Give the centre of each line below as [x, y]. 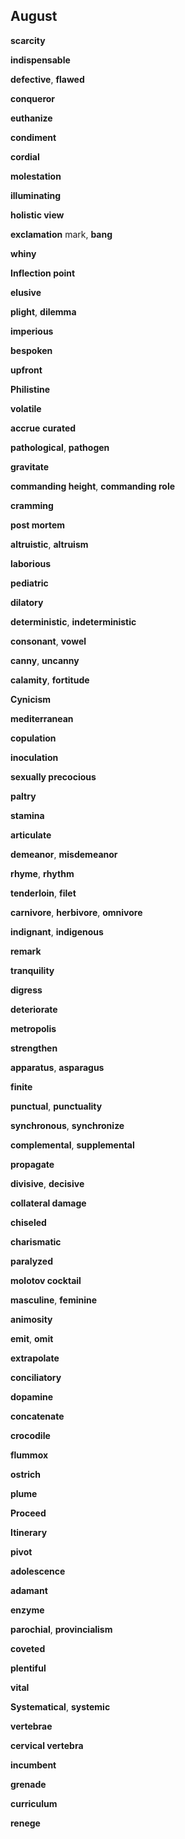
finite [21, 1086]
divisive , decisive [47, 1183]
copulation [33, 738]
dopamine [32, 1396]
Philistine [30, 389]
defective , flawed [47, 79]
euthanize [31, 118]
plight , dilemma [43, 311]
